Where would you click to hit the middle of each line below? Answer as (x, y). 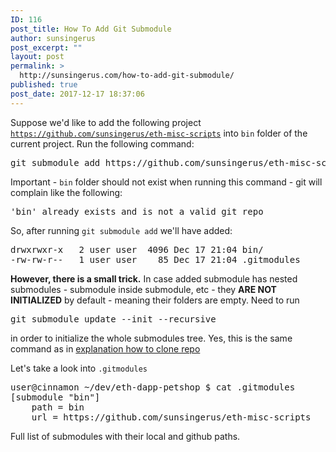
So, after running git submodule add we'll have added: (121, 230)
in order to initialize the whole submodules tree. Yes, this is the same (151, 338)
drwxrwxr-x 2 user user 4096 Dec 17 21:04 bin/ (137, 249)
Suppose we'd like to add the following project (106, 122)
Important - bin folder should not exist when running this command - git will (166, 182)
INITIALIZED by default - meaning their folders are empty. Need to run (155, 300)
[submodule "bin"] (55, 397)
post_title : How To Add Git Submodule (91, 29)
